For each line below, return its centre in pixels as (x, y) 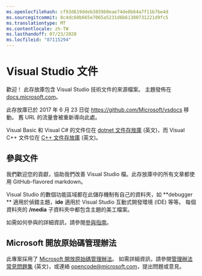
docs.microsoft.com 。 (34, 96)
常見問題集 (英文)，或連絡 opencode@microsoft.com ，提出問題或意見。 (96, 266)
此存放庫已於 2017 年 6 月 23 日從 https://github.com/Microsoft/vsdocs (94, 110)
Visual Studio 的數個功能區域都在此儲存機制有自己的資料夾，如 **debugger (99, 194)
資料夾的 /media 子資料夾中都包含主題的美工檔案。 (70, 209)
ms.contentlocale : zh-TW (37, 29)
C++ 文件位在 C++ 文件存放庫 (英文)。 (54, 137)
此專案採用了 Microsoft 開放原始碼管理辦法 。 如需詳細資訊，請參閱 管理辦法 (99, 259)
